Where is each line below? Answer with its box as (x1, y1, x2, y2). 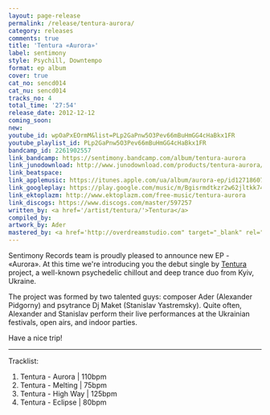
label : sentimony (8, 49, 67, 57)
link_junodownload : (8, 162, 74, 170)
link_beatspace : (8, 169, 63, 177)
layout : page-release (8, 11, 81, 20)
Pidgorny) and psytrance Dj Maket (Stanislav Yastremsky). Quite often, (8, 301, 243, 310)
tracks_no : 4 (8, 94, 52, 102)
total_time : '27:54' (8, 101, 78, 109)
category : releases (8, 27, 74, 35)
